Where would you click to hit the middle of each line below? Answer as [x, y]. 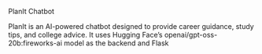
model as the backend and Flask [116, 43]
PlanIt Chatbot [31, 11]
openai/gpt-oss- [191, 35]
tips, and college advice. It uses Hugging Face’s [85, 35]
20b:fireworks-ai [35, 43]
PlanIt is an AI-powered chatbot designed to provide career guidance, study [131, 26]
